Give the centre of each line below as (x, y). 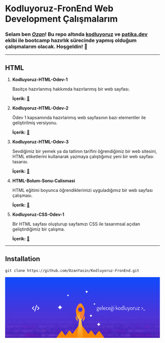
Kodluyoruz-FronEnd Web (59, 9)
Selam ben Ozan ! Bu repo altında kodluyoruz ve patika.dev (76, 34)
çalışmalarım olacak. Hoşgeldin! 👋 (46, 47)
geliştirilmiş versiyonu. (35, 123)
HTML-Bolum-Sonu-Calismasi (43, 181)
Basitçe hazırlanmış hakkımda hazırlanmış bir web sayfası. (71, 89)
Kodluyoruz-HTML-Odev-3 (40, 142)
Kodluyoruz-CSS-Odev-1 (38, 214)
